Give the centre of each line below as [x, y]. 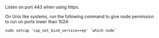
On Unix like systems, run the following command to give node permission [80, 16]
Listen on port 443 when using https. [42, 7]
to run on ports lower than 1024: [37, 22]
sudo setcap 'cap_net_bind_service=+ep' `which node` [61, 31]
